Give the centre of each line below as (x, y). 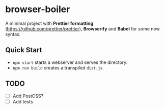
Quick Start (24, 50)
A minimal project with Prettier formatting (49, 23)
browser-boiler (38, 9)
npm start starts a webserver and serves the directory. (70, 62)
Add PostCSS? (28, 96)
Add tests (23, 101)
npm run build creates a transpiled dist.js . (58, 67)
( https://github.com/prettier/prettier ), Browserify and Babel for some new (82, 28)
